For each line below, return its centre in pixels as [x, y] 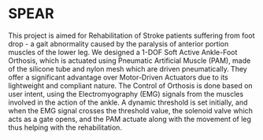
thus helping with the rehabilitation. [65, 127]
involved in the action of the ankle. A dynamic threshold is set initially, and [128, 102]
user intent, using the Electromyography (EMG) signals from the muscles [126, 94]
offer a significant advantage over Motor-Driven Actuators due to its [118, 77]
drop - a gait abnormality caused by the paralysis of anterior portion [119, 43]
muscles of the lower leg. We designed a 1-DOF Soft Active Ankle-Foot [123, 52]
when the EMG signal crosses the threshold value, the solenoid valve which [131, 110]
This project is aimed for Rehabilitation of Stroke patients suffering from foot [131, 35]
